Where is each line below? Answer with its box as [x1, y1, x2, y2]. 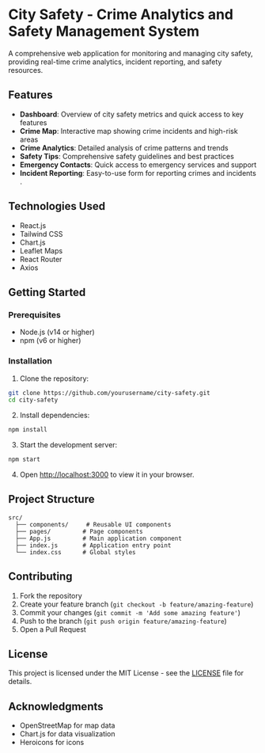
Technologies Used [8, 200, 105, 213]
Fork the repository [19, 591, 83, 600]
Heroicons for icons [19, 738, 85, 747]
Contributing [8, 570, 73, 584]
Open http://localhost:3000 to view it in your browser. [19, 470, 195, 480]
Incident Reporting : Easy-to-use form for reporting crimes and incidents [19, 168, 257, 177]
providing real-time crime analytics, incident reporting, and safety [8, 57, 222, 67]
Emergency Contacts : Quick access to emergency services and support [19, 160, 257, 169]
